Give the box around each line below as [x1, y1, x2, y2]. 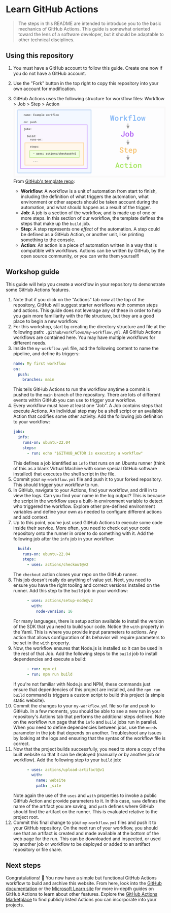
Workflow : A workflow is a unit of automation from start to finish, [20, 188, 157, 194]
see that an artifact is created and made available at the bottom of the [13, 831, 159, 837]
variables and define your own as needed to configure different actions [13, 508, 162, 515]
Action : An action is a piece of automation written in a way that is [20, 242, 157, 248]
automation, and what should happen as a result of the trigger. [20, 204, 151, 210]
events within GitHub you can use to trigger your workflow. [13, 397, 136, 403]
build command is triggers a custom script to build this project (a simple [13, 692, 164, 698]
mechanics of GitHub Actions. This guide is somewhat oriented [18, 25, 150, 32]
